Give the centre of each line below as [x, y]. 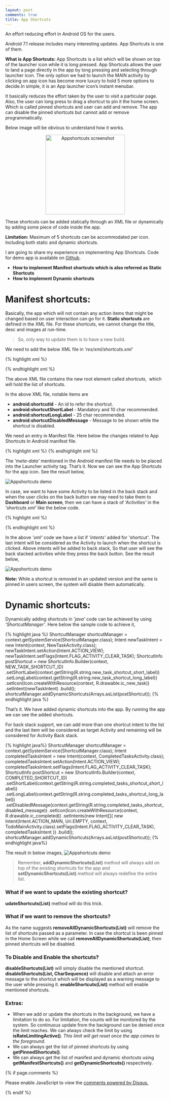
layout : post [19, 10]
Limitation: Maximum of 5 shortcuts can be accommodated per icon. [77, 237]
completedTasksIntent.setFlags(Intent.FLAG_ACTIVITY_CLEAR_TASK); [78, 767]
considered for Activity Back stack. [42, 736]
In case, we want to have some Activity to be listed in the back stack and [81, 492]
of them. [14, 49]
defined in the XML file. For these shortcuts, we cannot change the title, [80, 324]
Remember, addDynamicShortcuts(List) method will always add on [89, 863]
